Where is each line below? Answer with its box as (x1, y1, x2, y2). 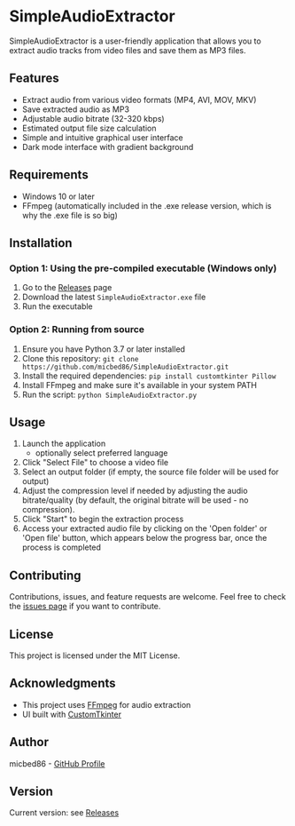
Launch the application (21, 438, 106, 449)
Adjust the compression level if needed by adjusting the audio (21, 486, 248, 496)
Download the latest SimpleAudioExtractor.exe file (21, 291, 206, 303)
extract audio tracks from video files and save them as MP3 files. (9, 44, 246, 55)
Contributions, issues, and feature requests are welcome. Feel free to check (9, 592, 286, 602)
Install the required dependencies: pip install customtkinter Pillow (21, 370, 276, 381)
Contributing (9, 568, 82, 583)
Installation (9, 235, 73, 250)
